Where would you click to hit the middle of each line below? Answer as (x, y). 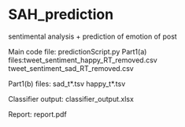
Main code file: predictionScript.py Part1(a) (78, 51)
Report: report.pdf (37, 114)
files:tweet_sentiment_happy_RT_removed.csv (83, 60)
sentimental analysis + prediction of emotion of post (92, 36)
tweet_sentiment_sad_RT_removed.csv (71, 68)
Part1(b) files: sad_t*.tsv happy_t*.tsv (67, 84)
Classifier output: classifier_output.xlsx (71, 99)
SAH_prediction (61, 15)
